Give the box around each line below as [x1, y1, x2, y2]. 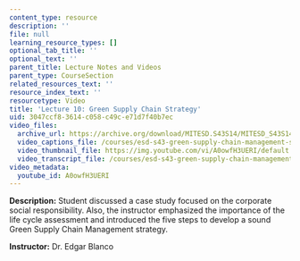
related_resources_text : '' [9, 80, 114, 88]
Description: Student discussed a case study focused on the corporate [9, 196, 272, 206]
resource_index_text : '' [9, 88, 102, 97]
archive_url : [17, 130, 66, 139]
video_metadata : [9, 163, 70, 172]
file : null [9, 29, 50, 38]
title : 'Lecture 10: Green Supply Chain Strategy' [9, 105, 202, 114]
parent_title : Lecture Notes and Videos [9, 63, 162, 72]
